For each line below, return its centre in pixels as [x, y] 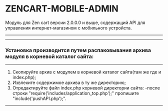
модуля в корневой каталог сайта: [49, 56]
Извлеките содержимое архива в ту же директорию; [69, 82]
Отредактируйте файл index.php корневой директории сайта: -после [86, 88]
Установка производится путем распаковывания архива [78, 50]
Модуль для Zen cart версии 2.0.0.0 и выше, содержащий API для [75, 22]
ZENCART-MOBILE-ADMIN [62, 9]
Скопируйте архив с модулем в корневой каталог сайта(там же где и [87, 72]
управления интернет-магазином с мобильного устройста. [68, 27]
